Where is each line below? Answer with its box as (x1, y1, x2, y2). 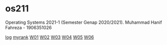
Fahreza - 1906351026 (5, 24, 52, 30)
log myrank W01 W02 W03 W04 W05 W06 (5, 34, 94, 40)
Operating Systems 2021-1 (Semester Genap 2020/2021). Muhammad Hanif (5, 19, 162, 25)
